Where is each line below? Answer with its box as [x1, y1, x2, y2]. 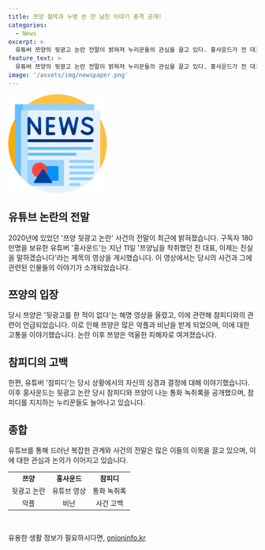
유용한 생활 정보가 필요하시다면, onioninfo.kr [8, 533, 146, 542]
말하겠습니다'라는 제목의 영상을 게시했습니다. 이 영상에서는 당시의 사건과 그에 [16, 253, 252, 262]
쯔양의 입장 [8, 288, 59, 301]
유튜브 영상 [52, 486, 87, 495]
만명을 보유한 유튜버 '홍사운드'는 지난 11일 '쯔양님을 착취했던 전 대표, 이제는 [8, 243, 239, 252]
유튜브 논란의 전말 [8, 210, 90, 224]
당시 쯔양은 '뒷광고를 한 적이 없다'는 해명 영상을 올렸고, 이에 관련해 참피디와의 [8, 311, 246, 320]
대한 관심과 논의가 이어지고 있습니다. [16, 455, 129, 465]
